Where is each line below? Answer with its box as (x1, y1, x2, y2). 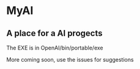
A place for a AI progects (6, 28, 103, 38)
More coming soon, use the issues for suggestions (6, 56, 134, 63)
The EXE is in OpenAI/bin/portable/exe (6, 44, 103, 51)
